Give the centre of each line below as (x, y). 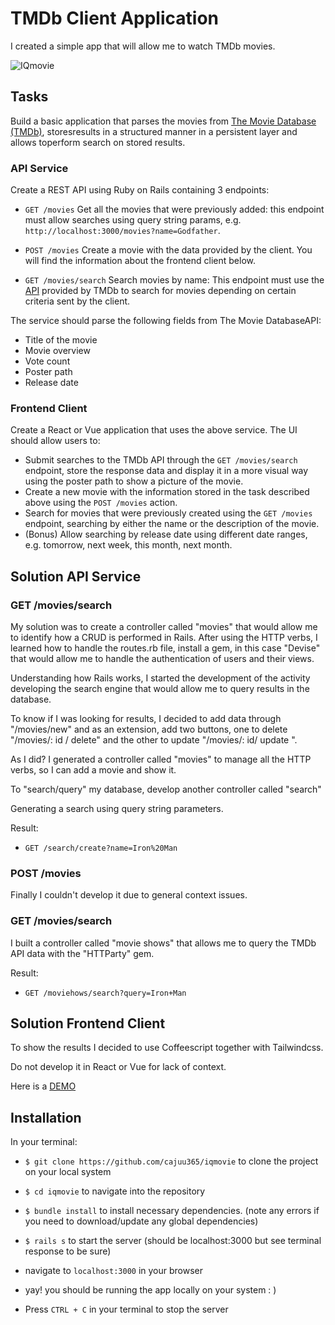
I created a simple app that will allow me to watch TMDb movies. (143, 46)
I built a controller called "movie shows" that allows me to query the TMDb (163, 943)
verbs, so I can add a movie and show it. (93, 770)
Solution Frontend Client (88, 1023)
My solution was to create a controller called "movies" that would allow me (164, 627)
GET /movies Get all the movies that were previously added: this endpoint (174, 209)
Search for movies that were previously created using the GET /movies (168, 513)
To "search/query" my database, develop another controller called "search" (166, 789)
